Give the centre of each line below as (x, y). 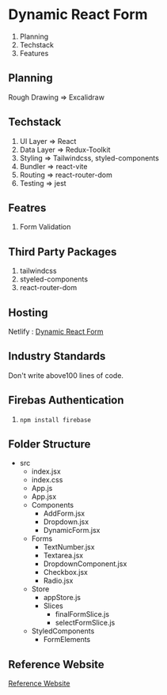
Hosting (28, 313)
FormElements (67, 640)
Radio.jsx (58, 581)
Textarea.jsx (63, 556)
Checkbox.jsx (66, 572)
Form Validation (45, 227)
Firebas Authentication (66, 400)
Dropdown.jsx (66, 522)
